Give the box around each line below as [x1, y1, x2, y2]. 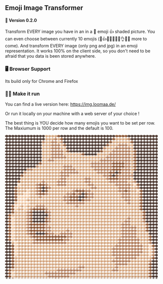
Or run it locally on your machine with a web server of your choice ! [5, 111, 140, 117]
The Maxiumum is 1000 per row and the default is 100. [5, 126, 114, 131]
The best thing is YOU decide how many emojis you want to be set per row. [5, 120, 155, 126]
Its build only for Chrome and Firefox [5, 78, 79, 84]
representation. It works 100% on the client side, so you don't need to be [5, 48, 150, 54]
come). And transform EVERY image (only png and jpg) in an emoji [5, 43, 138, 48]
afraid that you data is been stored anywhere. [5, 53, 96, 59]
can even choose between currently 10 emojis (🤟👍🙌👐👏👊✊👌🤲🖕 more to [5, 36, 147, 42]
